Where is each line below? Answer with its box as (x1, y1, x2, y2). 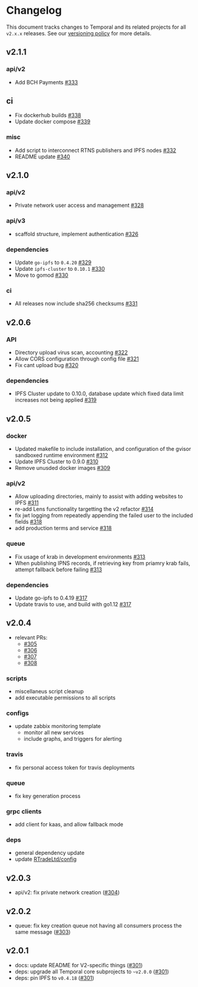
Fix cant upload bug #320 (14, 362, 79, 368)
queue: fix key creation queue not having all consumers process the (14, 922, 182, 930)
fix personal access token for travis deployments (14, 763, 135, 771)
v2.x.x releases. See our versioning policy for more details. (6, 29, 152, 36)
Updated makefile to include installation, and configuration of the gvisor (14, 445, 191, 452)
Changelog (6, 4, 62, 17)
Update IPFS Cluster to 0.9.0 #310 (14, 458, 98, 465)
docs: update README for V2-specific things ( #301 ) (14, 961, 143, 968)
